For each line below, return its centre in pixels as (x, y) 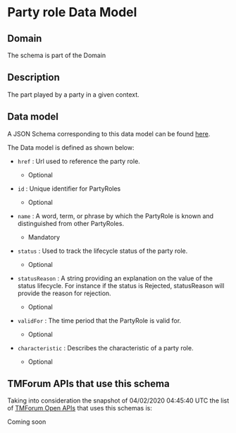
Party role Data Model (72, 12)
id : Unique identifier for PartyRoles (69, 189)
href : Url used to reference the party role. (79, 161)
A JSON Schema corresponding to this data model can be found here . (109, 134)
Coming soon (27, 422)
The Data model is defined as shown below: (71, 147)
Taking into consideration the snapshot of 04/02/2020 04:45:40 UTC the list (118, 401)
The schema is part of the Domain (57, 55)
